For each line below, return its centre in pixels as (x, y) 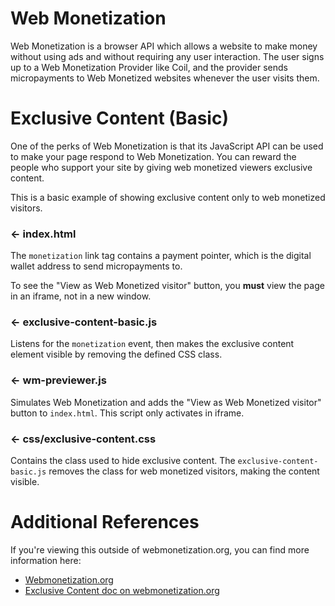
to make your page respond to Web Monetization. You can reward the (153, 156)
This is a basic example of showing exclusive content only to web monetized (168, 197)
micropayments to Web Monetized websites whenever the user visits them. (165, 78)
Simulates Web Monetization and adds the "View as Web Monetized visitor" (166, 402)
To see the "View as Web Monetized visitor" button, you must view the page (167, 286)
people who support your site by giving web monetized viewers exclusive (161, 167)
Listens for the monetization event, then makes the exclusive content (152, 344)
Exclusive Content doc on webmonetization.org (122, 590)
